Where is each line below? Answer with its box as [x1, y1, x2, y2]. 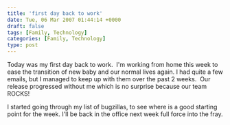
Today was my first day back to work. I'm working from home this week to [7, 61, 218, 68]
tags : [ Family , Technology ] [7, 29, 88, 36]
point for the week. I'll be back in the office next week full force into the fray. [7, 110, 223, 118]
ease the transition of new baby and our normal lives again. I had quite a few [7, 68, 223, 76]
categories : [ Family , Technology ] [7, 36, 106, 42]
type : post [7, 42, 38, 48]
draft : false [7, 23, 45, 29]
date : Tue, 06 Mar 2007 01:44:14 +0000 [7, 16, 122, 23]
